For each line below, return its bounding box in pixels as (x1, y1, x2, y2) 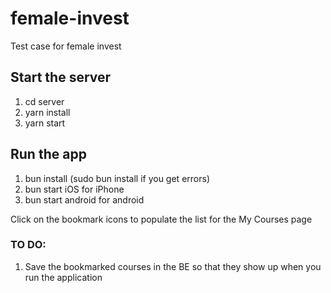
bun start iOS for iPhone (24, 183, 125, 195)
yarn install (24, 106, 71, 118)
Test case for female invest (10, 40, 122, 52)
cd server (24, 95, 65, 107)
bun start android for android (24, 193, 145, 206)
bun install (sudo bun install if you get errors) (24, 172, 210, 184)
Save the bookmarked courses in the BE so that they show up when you (24, 260, 322, 272)
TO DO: (10, 238, 47, 252)
